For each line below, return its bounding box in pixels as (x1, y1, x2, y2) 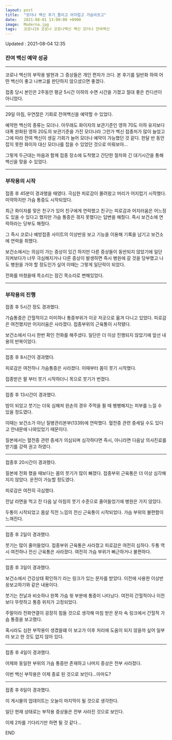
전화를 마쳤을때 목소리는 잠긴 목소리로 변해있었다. (5, 272, 104, 278)
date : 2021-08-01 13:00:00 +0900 (5, 17, 81, 22)
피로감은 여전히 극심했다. (5, 488, 55, 494)
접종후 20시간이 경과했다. (5, 459, 56, 466)
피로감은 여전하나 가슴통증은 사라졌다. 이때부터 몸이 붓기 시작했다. (5, 365, 137, 371)
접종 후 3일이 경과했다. (5, 565, 51, 571)
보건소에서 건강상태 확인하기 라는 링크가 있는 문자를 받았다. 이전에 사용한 (5, 575, 150, 582)
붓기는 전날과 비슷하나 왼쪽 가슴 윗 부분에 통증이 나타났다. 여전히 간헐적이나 (5, 593, 156, 599)
